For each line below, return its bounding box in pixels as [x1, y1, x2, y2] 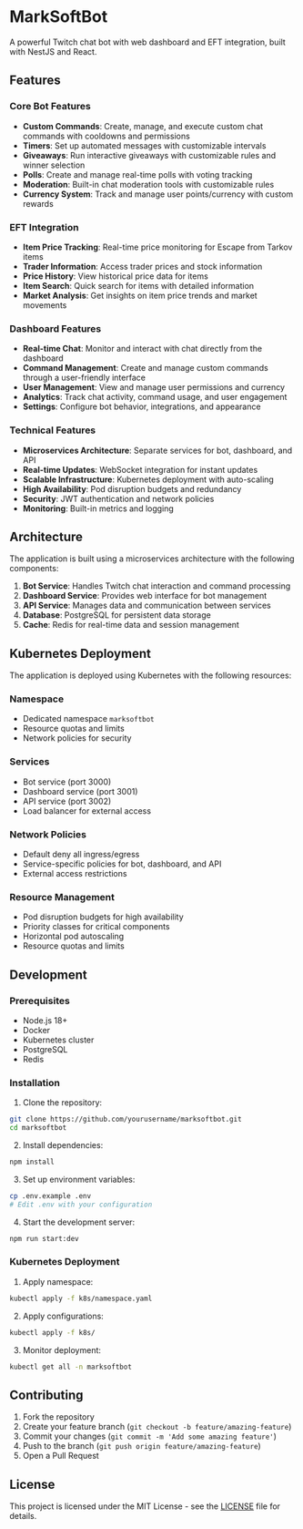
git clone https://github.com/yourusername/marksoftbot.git [9, 1114, 243, 1124]
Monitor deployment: [22, 1344, 102, 1355]
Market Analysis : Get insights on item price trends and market [22, 290, 258, 301]
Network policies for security [22, 733, 132, 744]
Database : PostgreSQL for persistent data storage [22, 610, 211, 621]
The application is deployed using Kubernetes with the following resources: [9, 670, 292, 681]
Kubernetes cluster [22, 1034, 95, 1045]
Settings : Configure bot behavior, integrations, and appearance [22, 401, 261, 412]
